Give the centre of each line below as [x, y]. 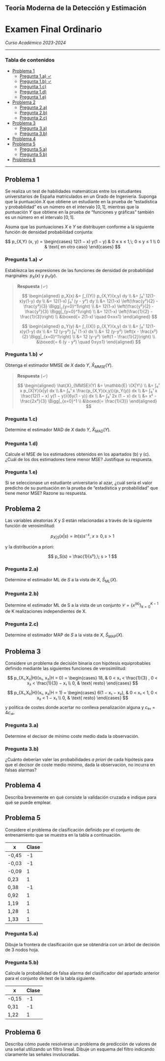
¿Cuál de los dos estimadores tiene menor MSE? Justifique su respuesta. [79, 460]
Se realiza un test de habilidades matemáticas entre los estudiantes [73, 191]
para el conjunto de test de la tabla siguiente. [51, 979]
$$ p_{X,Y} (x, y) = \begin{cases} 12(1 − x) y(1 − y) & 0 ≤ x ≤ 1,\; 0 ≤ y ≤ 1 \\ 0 [82, 242]
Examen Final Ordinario [54, 29]
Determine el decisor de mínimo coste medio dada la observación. [72, 736]
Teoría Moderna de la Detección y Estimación [76, 8]
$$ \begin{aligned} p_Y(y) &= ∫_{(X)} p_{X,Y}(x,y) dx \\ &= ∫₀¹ [83, 326]
